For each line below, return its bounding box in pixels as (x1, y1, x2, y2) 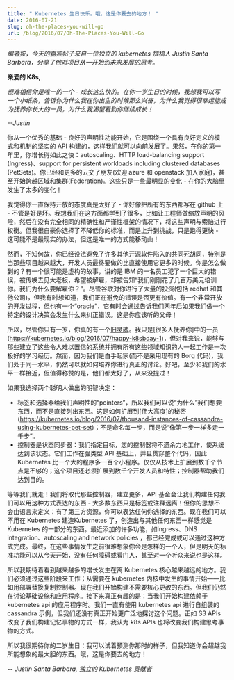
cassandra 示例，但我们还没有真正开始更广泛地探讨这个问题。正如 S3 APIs (7, 609, 221, 617)
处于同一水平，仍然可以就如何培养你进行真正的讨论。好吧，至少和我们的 (12, 360, 220, 369)
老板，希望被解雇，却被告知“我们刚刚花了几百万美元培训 (55, 276, 217, 284)
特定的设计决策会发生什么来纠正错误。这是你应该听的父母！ (7, 311, 178, 319)
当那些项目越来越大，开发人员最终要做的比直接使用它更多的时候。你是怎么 (7, 259, 220, 267)
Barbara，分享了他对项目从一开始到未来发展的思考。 (7, 58, 159, 67)
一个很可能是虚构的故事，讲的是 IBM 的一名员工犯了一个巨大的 (31, 267, 210, 275)
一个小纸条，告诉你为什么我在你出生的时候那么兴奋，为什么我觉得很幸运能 (7, 97, 220, 105)
